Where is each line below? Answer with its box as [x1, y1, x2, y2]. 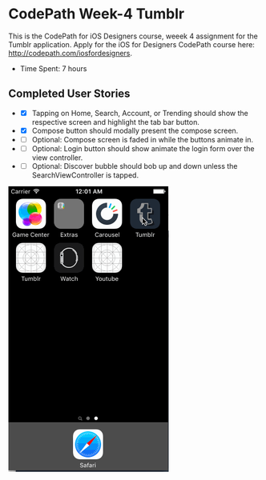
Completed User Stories [8, 87, 131, 101]
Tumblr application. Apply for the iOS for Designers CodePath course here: [8, 39, 255, 49]
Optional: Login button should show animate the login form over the [31, 143, 255, 153]
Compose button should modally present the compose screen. [31, 126, 239, 135]
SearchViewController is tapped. [31, 170, 139, 180]
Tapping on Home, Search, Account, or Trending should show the [31, 108, 248, 118]
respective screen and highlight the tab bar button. [31, 117, 200, 126]
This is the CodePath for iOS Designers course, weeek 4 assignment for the [8, 31, 258, 41]
